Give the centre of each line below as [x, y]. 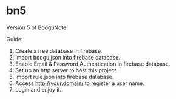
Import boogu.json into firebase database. [67, 57]
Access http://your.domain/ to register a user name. [80, 83]
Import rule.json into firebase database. [64, 77]
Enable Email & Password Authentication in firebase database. [93, 64]
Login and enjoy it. [38, 89]
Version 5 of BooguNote [36, 27]
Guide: [15, 39]
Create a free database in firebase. [59, 51]
